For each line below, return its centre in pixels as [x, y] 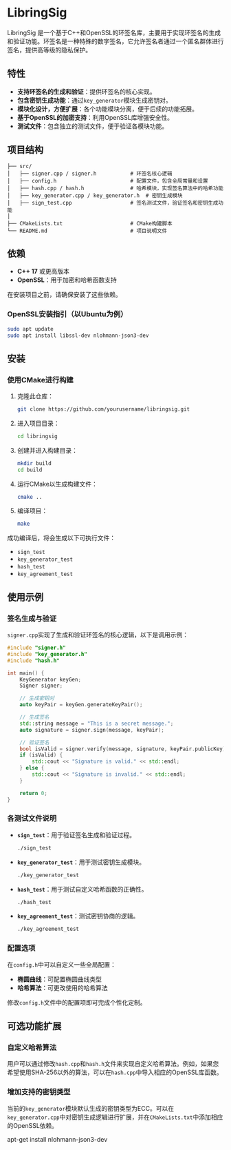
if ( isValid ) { [41, 755]
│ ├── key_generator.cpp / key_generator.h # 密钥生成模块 [95, 195]
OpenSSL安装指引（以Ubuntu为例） [67, 314]
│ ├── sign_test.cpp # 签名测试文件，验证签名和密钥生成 [113, 203]
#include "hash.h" [33, 660]
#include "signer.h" [37, 648]
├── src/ [20, 166]
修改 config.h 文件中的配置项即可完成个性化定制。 [77, 1002]
